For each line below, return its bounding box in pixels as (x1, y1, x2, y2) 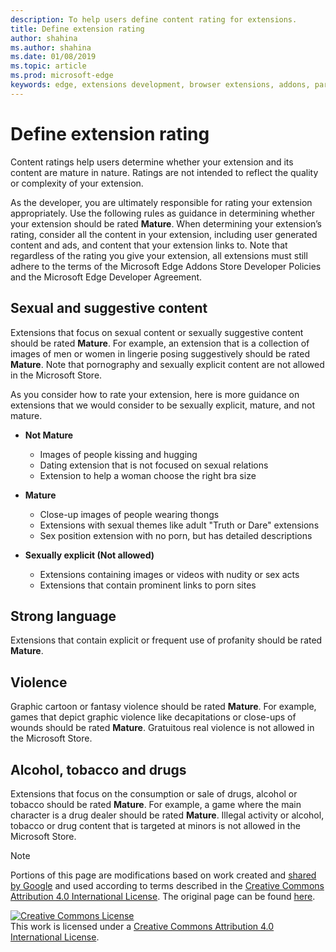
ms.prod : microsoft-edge (10, 71, 114, 81)
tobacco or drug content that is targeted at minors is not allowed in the (10, 819, 301, 831)
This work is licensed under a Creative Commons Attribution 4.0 (10, 920, 275, 932)
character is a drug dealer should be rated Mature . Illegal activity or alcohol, (10, 809, 325, 821)
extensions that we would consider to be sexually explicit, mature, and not (10, 399, 316, 411)
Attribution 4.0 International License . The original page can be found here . (10, 890, 316, 902)
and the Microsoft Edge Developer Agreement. (10, 271, 203, 283)
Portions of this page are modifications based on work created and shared (10, 869, 317, 881)
